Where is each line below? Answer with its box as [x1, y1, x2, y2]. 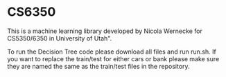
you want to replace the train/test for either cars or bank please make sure [7, 54, 220, 63]
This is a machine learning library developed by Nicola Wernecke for [7, 27, 202, 35]
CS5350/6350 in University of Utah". [7, 34, 112, 42]
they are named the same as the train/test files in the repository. [7, 62, 190, 70]
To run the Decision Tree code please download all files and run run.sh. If [7, 47, 216, 56]
